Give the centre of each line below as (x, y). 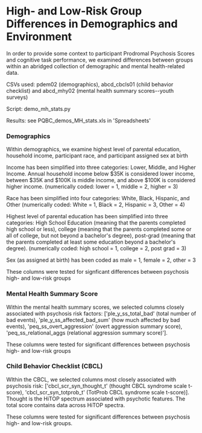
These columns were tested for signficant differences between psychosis (98, 272)
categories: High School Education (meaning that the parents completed (96, 223)
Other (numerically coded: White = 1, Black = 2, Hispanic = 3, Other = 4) (96, 205)
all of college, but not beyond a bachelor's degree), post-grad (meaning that (101, 236)
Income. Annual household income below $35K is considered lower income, (101, 174)
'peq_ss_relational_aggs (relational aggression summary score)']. (87, 332)
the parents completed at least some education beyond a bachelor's (91, 242)
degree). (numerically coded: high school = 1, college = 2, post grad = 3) (96, 248)
